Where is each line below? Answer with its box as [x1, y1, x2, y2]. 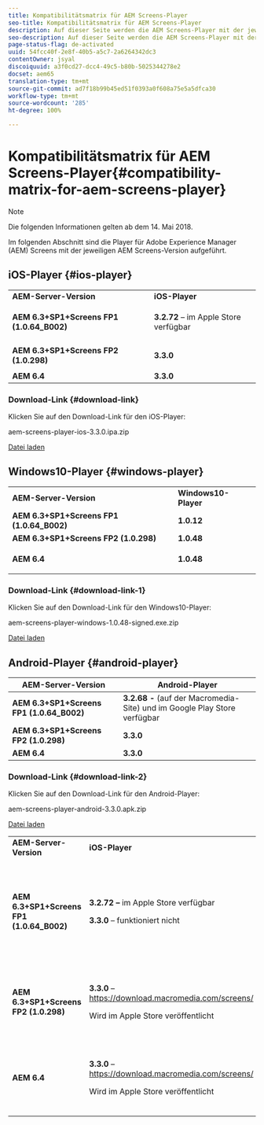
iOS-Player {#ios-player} [8, 268, 133, 282]
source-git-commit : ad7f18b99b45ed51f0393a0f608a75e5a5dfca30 [8, 84, 216, 93]
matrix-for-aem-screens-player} [8, 181, 226, 199]
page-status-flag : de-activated [8, 41, 114, 49]
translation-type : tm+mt [8, 77, 90, 85]
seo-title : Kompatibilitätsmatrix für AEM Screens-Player [8, 19, 202, 27]
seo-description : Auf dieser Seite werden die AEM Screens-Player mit [8, 33, 244, 42]
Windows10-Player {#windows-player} [8, 465, 204, 478]
